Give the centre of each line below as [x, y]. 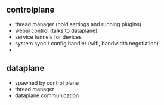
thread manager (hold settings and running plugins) [78, 24]
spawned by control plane [47, 82]
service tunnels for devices [48, 37]
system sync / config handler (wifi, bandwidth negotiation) [87, 43]
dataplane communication [47, 95]
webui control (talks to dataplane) [56, 30]
